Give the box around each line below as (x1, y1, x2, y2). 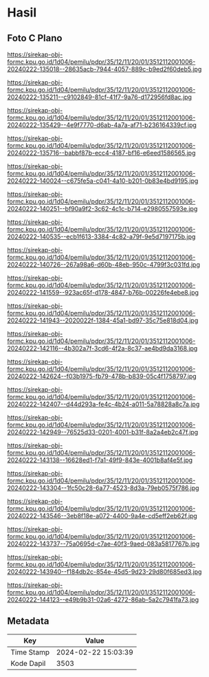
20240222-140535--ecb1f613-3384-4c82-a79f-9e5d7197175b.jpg (7, 232, 196, 241)
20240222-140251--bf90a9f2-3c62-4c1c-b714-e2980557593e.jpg (7, 205, 198, 212)
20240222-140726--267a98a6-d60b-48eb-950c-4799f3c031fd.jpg (7, 260, 201, 269)
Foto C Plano (7, 32, 63, 44)
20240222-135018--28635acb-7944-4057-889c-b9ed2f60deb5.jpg (7, 65, 202, 73)
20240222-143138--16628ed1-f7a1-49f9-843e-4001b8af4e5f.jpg (7, 456, 193, 464)
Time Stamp (10, 647, 50, 657)
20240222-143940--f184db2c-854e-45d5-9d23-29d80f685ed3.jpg (7, 568, 202, 575)
